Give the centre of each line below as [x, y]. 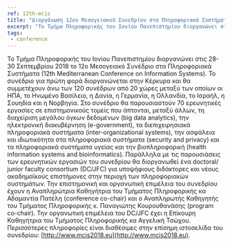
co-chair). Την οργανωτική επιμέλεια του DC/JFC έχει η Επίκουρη [101, 213]
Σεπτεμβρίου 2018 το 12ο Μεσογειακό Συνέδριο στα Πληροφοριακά [114, 66]
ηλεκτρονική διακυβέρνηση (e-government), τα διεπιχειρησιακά [99, 125]
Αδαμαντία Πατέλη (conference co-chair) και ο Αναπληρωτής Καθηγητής [113, 198]
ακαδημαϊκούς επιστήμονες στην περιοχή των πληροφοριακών [98, 176]
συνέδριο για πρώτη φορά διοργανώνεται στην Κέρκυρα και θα [99, 81]
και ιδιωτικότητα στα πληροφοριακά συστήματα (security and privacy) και [113, 140]
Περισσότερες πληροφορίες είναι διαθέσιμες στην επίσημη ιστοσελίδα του [115, 228]
